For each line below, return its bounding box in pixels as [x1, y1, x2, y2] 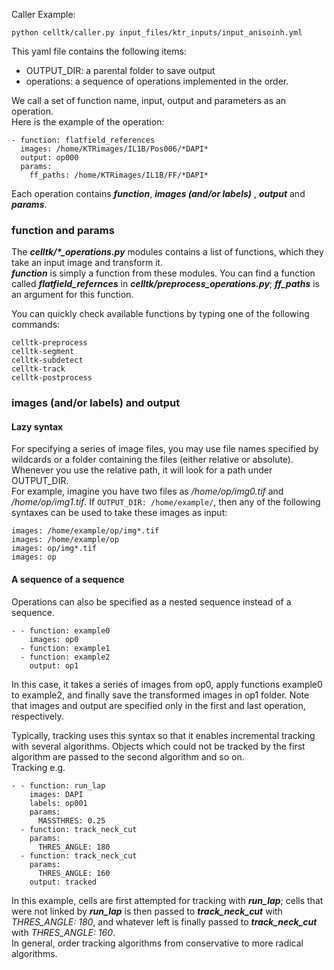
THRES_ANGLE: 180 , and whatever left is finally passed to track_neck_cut [11, 915, 318, 928]
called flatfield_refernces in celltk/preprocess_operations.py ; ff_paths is [11, 278, 320, 290]
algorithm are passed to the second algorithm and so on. [11, 750, 245, 763]
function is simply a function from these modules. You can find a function [11, 267, 316, 279]
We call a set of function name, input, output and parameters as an [11, 95, 287, 106]
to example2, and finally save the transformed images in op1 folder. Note [11, 689, 310, 701]
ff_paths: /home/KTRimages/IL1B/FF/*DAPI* [29, 170, 209, 180]
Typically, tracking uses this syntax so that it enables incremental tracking [11, 729, 316, 741]
